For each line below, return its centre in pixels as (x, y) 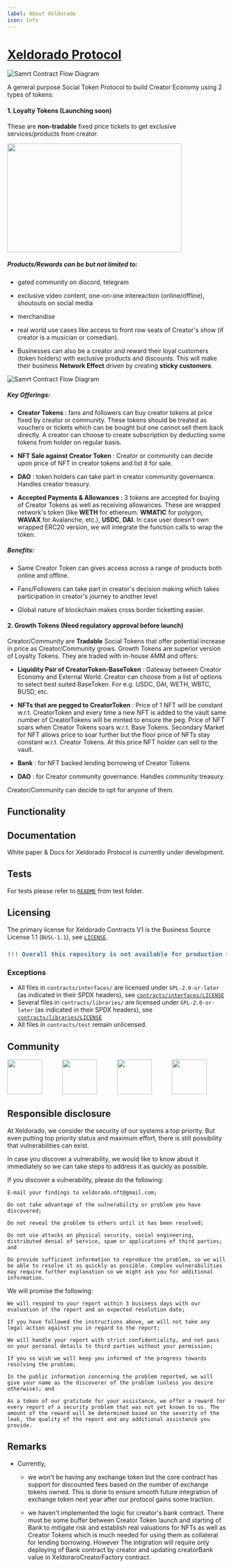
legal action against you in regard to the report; (84, 1328)
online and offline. (43, 575)
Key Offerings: (29, 395)
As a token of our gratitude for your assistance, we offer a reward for (117, 1401)
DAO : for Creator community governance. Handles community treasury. (121, 776)
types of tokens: (31, 95)
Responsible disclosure (59, 1114)
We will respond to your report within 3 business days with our (104, 1303)
